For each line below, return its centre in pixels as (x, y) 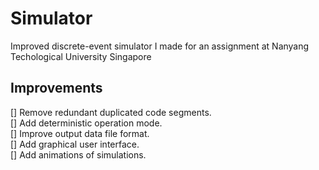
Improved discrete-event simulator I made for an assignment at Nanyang (160, 46)
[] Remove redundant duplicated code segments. (111, 112)
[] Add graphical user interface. (75, 144)
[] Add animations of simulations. (78, 154)
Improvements (56, 88)
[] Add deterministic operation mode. (86, 123)
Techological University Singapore (81, 56)
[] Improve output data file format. (80, 133)
